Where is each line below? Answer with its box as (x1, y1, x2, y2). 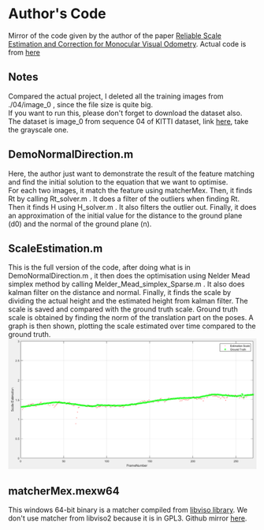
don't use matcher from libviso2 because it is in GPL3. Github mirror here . (8, 513, 247, 523)
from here (8, 47, 41, 57)
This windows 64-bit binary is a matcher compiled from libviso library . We (8, 506, 248, 515)
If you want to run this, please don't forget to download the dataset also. (8, 108, 243, 118)
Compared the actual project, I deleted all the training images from (8, 91, 224, 101)
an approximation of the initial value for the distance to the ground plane (8, 211, 243, 220)
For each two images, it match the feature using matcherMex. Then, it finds (8, 185, 253, 195)
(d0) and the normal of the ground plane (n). (8, 218, 152, 229)
